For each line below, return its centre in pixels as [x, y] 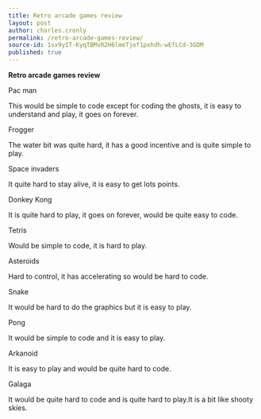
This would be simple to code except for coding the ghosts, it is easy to [125, 106]
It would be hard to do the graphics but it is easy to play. [100, 307]
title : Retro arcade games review [65, 15]
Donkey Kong [30, 200]
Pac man [23, 90]
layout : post [30, 23]
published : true [35, 52]
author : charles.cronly [48, 30]
